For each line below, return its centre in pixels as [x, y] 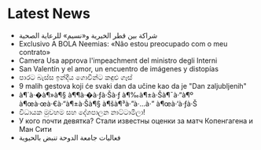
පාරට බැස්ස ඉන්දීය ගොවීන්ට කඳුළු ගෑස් [75, 77]
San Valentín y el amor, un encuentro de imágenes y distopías [119, 68]
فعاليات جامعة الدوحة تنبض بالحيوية [70, 137]
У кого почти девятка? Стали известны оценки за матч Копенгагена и [136, 121]
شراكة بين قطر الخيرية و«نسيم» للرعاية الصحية [88, 35]
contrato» [35, 52]
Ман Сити [35, 129]
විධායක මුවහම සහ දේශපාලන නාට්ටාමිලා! [82, 112]
